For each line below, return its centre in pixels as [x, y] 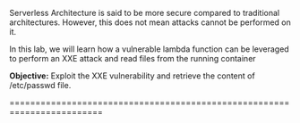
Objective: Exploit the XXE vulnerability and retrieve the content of [132, 76]
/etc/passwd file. [40, 85]
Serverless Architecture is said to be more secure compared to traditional [145, 13]
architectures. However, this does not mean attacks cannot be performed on [150, 22]
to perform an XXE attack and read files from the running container [133, 58]
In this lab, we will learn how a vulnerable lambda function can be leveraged [149, 49]
